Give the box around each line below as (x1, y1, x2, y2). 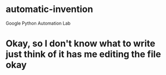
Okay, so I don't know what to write (6, 38, 155, 49)
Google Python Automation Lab (6, 20, 71, 26)
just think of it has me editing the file (6, 49, 161, 60)
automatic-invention (6, 4, 94, 15)
